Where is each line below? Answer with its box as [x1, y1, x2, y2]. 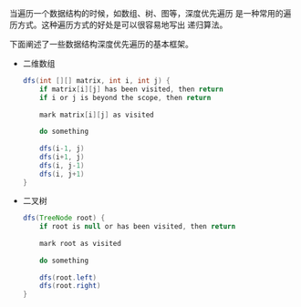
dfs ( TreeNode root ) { [22, 213, 106, 223]
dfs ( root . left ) [39, 272, 98, 282]
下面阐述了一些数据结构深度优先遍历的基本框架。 [9, 39, 193, 49]
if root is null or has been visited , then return [39, 222, 236, 231]
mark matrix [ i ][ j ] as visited [39, 110, 154, 119]
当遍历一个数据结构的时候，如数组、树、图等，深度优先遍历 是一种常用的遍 [9, 8, 292, 18]
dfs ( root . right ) [39, 281, 101, 291]
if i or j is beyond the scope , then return [39, 93, 212, 102]
